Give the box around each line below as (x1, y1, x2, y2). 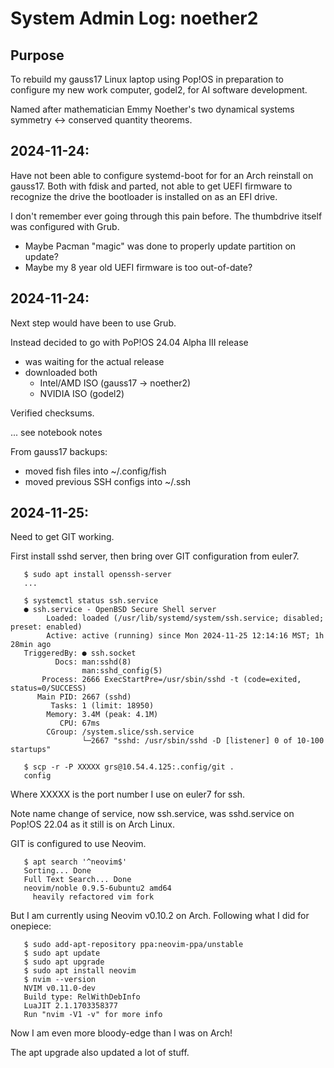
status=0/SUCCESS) (10, 683, 87, 694)
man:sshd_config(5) (81, 666, 163, 676)
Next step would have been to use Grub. (10, 317, 177, 329)
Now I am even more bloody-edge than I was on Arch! (10, 1027, 233, 1039)
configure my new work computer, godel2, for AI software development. (10, 84, 308, 96)
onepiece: (10, 920, 52, 932)
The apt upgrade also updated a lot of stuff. (10, 1047, 190, 1059)
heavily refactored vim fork (32, 892, 155, 902)
